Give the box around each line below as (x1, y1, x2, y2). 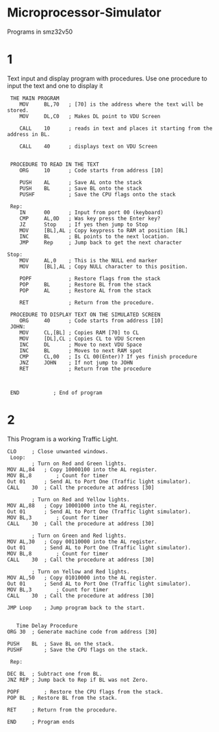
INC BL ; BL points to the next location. (19, 233, 170, 240)
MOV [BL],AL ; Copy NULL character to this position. (19, 263, 188, 270)
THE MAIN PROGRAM (10, 95, 60, 102)
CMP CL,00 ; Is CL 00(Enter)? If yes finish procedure (19, 353, 197, 360)
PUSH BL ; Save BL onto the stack (19, 185, 142, 192)
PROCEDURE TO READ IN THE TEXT (10, 161, 99, 168)
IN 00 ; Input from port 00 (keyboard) (19, 209, 164, 216)
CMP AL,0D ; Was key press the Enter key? (19, 215, 161, 222)
